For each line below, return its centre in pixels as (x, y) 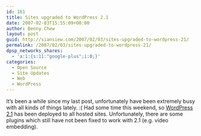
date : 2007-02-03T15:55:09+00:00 (48, 23)
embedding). (22, 127)
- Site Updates (31, 73)
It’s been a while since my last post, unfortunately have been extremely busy (101, 101)
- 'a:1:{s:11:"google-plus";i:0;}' (56, 56)
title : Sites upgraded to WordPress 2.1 (58, 17)
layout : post (22, 34)
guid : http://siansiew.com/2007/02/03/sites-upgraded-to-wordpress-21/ (97, 40)
